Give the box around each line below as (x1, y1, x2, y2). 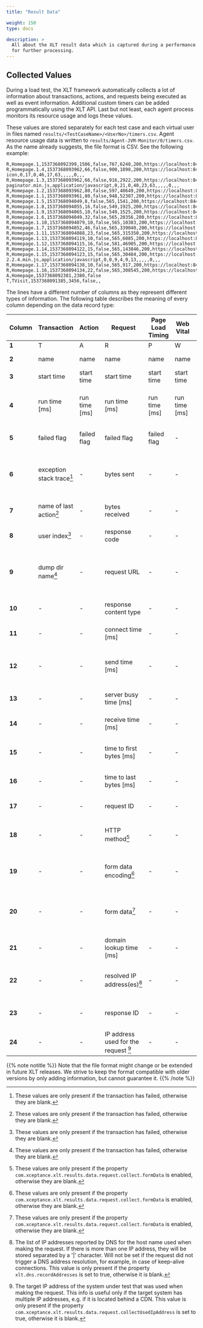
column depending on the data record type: (6, 301, 115, 309)
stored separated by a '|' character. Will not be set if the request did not (14, 1252, 193, 1259)
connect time (105, 625, 142, 633)
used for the (105, 1037, 140, 1046)
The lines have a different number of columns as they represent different (6, 289, 187, 296)
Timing (147, 331, 169, 339)
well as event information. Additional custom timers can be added (6, 99, 170, 106)
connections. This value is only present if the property (14, 1264, 150, 1272)
